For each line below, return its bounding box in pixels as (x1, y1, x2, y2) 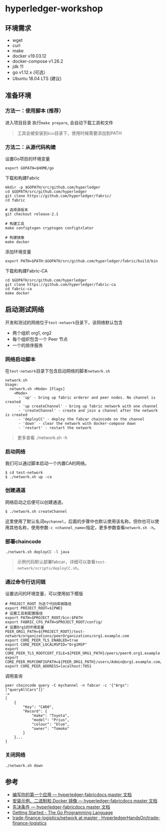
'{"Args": (109, 683, 129, 688)
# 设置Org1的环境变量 (5, 625, 44, 630)
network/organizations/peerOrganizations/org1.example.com (5, 633, 129, 639)
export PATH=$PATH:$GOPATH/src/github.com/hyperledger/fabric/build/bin (5, 258, 158, 263)
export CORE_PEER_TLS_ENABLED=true (5, 638, 79, 643)
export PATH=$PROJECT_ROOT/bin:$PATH (5, 616, 83, 621)
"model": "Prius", (31, 717, 70, 723)
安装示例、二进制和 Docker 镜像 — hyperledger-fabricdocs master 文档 (12, 798, 158, 804)
